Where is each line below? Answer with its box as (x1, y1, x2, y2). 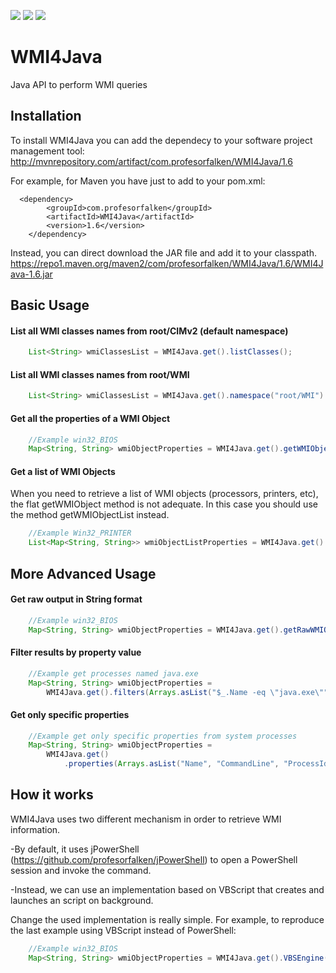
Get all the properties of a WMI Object (10, 412, 171, 424)
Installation (10, 108, 82, 125)
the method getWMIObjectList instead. (10, 509, 170, 521)
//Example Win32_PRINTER (28, 528, 132, 539)
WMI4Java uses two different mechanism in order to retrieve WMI (10, 813, 282, 825)
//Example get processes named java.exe (28, 668, 199, 679)
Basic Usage (10, 297, 90, 314)
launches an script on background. (10, 894, 154, 906)
